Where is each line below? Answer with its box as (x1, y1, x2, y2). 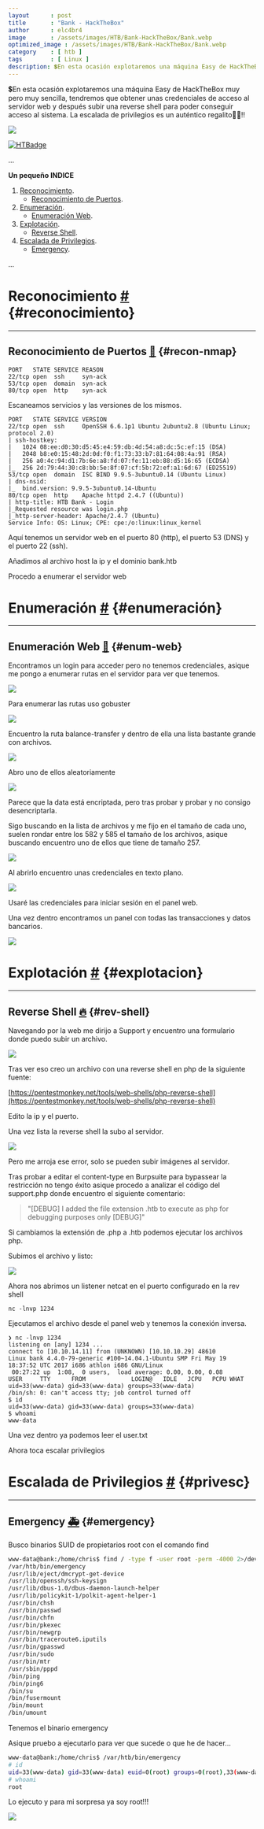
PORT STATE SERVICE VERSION (8, 415, 108, 424)
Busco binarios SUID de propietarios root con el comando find (8, 1540, 210, 1549)
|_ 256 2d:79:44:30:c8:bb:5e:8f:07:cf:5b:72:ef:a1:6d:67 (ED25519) (8, 464, 237, 472)
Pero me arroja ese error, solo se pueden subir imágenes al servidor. (8, 1157, 230, 1166)
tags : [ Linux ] (8, 56, 90, 64)
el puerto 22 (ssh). (8, 541, 68, 550)
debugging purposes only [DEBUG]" (27, 1213, 145, 1221)
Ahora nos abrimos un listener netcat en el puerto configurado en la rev (8, 1281, 240, 1290)
